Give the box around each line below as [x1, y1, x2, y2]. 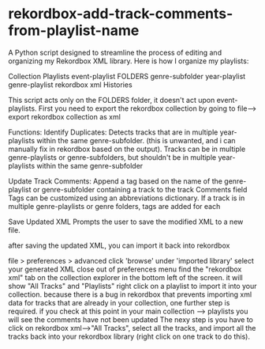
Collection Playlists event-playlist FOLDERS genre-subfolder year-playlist [8, 71, 246, 81]
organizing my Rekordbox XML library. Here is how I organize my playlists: [8, 56, 249, 66]
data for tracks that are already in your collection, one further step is [8, 298, 230, 307]
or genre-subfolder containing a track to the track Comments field [32, 184, 248, 194]
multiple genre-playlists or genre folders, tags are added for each [8, 201, 221, 211]
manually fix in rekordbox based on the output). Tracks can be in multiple [8, 144, 246, 154]
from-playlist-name [8, 21, 140, 40]
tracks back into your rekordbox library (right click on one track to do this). [8, 332, 251, 341]
